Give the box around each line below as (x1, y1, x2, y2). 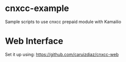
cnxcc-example (5, 3, 69, 14)
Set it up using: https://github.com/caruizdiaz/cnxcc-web (5, 51, 119, 57)
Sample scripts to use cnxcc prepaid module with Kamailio (5, 19, 122, 25)
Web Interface (5, 36, 64, 47)
